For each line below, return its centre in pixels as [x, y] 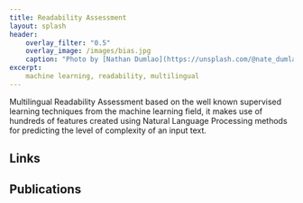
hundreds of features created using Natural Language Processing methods [148, 120]
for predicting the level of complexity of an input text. [108, 130]
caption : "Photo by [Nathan [78, 59]
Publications [46, 189]
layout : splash [38, 26]
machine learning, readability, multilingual [113, 76]
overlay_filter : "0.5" [68, 43]
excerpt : [26, 68]
